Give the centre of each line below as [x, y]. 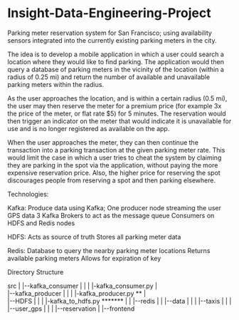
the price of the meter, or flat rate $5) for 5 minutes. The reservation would [117, 113]
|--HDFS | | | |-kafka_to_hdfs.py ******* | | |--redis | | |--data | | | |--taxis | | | [119, 301]
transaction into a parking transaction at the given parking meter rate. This [116, 150]
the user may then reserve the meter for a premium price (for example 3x [115, 105]
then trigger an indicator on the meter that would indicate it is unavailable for [119, 121]
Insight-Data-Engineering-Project [109, 13]
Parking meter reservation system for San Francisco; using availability [110, 33]
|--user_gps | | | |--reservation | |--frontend [71, 309]
